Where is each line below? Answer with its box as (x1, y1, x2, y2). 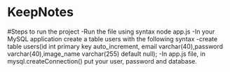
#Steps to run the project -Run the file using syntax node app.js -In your (7, 27, 215, 36)
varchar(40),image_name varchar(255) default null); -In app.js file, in (7, 50, 205, 58)
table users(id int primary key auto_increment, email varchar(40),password (7, 42, 223, 50)
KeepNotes (7, 4, 74, 20)
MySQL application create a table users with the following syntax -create (7, 34, 218, 43)
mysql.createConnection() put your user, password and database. (7, 57, 198, 65)
